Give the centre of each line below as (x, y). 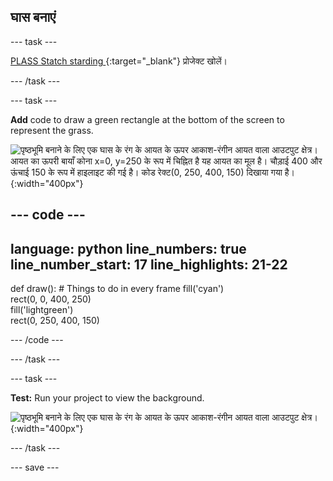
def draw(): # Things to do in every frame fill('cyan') (117, 289)
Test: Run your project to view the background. (107, 398)
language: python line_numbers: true (128, 248)
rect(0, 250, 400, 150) (55, 321)
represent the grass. (52, 130)
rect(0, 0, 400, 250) (51, 299)
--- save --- (35, 467)
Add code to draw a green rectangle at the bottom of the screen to (147, 119)
